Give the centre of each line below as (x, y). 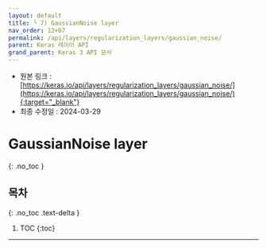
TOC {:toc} (37, 228)
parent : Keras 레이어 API (48, 45)
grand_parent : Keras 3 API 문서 (60, 52)
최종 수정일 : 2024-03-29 (60, 111)
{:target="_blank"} (50, 102)
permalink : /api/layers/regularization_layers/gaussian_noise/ (115, 38)
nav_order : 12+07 (37, 30)
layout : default (35, 15)
